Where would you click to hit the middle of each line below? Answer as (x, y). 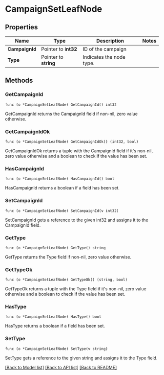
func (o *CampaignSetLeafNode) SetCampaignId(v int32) (62, 211)
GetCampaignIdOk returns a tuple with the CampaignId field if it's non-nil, (79, 151)
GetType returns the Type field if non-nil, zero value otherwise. (68, 257)
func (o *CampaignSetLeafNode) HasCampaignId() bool (60, 179)
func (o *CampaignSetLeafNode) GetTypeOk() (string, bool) (66, 280)
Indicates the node (104, 57)
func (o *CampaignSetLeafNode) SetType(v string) (57, 349)
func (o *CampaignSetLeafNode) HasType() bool (53, 317)
